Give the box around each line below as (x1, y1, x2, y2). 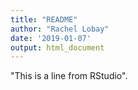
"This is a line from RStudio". (10, 70, 128, 82)
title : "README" (10, 14, 78, 25)
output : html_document (10, 42, 105, 53)
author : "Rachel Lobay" (10, 24, 110, 34)
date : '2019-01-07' (10, 33, 92, 43)
